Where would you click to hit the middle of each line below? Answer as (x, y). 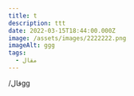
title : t (23, 16)
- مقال (26, 61)
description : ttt (37, 23)
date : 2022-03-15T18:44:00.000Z (62, 30)
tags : (17, 53)
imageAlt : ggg (32, 46)
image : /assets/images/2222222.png (67, 38)
